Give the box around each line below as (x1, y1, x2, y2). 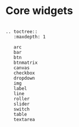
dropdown (13, 75, 35, 81)
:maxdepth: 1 (13, 34, 46, 40)
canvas (13, 64, 30, 71)
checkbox (13, 70, 35, 76)
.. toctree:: (5, 28, 38, 34)
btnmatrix (13, 60, 38, 66)
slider (13, 101, 30, 107)
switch (13, 106, 30, 112)
